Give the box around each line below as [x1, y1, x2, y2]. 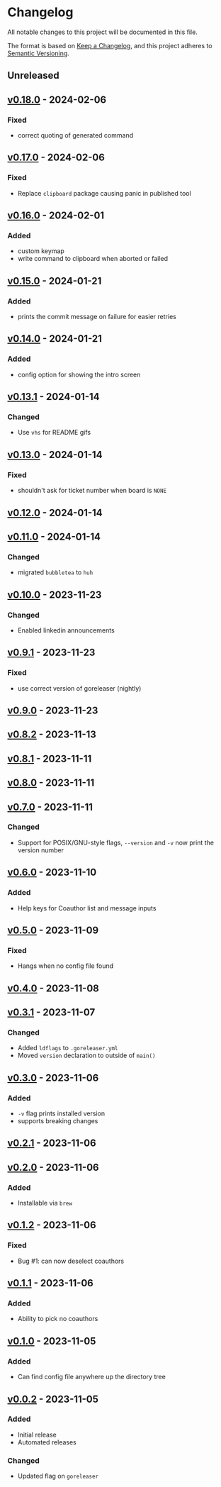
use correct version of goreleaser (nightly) [17, 684, 142, 692]
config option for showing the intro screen [17, 370, 141, 379]
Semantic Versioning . [7, 49, 69, 57]
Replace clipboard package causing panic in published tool [17, 189, 191, 197]
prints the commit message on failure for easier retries [17, 313, 177, 321]
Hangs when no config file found [17, 962, 114, 970]
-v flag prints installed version [17, 1109, 105, 1118]
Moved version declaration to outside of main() [17, 1051, 156, 1060]
